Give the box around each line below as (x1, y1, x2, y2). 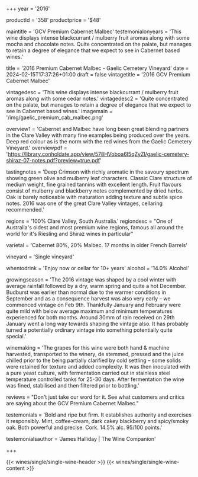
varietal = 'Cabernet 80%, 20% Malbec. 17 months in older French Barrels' (6, 242, 188, 248)
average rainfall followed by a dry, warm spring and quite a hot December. (6, 283, 187, 289)
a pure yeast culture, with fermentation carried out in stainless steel (6, 370, 171, 376)
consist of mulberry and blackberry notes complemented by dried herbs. (6, 187, 184, 194)
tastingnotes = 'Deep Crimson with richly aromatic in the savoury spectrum (6, 168, 189, 175)
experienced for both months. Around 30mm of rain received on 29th (6, 314, 175, 321)
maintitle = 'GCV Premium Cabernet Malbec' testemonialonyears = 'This (6, 28, 182, 35)
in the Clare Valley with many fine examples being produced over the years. (6, 132, 190, 139)
